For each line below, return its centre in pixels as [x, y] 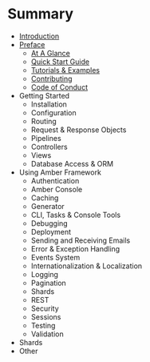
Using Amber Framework [60, 172]
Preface [32, 44]
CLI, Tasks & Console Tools [76, 215]
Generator [47, 206]
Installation [49, 104]
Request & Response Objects [79, 130]
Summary [40, 14]
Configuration [53, 112]
